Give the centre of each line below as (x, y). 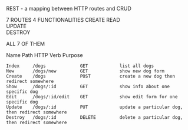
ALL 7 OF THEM (26, 44)
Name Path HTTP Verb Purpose (45, 55)
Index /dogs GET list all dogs (80, 66)
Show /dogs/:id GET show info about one (88, 86)
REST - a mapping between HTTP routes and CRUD (69, 9)
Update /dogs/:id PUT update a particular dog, (95, 107)
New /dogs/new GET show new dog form (85, 71)
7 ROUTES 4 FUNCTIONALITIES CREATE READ (63, 20)
